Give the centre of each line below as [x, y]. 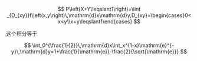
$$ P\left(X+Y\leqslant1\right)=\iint [99, 9]
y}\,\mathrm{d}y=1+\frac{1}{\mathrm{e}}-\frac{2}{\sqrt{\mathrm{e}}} [95, 52]
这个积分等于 [22, 33]
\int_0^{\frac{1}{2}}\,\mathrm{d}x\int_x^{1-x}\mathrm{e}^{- [103, 45]
